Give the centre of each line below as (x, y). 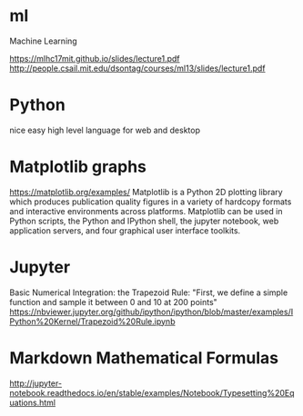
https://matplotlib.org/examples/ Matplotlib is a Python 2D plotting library (146, 192)
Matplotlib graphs (78, 167)
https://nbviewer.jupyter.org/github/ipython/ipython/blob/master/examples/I (151, 312)
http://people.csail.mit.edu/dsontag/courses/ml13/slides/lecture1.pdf (137, 68)
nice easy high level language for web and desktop (105, 130)
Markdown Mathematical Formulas (144, 357)
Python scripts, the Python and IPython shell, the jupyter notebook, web (144, 221)
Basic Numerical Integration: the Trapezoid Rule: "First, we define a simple (149, 292)
